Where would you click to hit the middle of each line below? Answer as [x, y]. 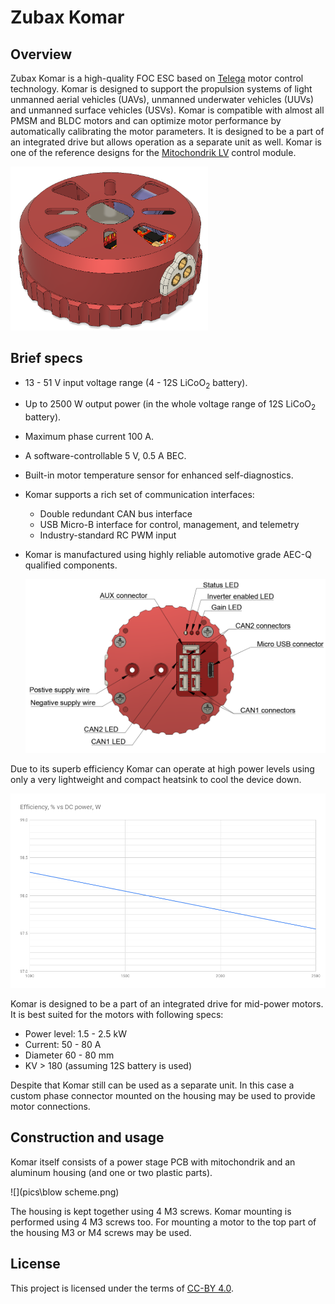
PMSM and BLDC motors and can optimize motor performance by [146, 120]
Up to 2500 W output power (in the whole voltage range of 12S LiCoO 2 [170, 405]
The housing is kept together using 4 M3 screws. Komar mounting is [151, 1211]
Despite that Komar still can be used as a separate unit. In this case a [152, 1085]
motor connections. [50, 1106]
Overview [41, 54]
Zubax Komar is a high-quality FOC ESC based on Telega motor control [157, 78]
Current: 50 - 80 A [63, 1044]
